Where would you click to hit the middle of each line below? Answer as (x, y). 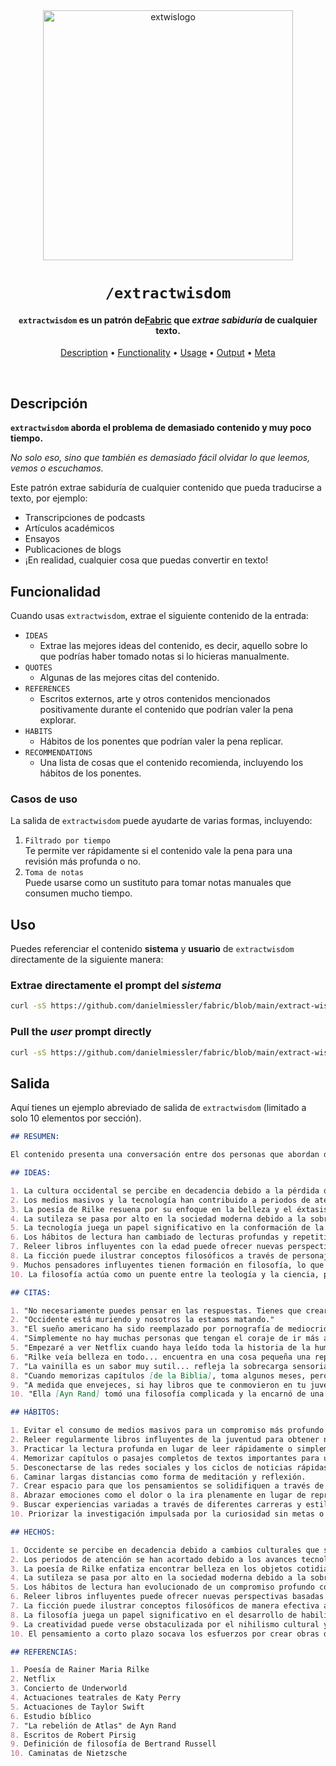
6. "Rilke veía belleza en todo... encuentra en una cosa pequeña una (160, 1357)
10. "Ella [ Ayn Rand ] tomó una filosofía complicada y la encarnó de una (167, 1394)
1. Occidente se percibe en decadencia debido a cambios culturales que (165, 1550)
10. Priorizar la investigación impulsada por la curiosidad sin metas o (167, 1514)
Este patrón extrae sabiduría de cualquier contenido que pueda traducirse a (166, 488)
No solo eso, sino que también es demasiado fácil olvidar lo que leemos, (160, 458)
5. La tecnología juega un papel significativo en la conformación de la (167, 1228)
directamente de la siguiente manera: (87, 960)
